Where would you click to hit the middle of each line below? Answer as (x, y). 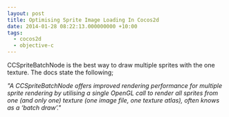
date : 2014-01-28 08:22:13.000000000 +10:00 (72, 26)
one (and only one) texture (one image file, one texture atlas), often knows (113, 100)
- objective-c (34, 45)
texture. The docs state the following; (61, 72)
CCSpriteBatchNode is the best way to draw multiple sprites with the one (111, 65)
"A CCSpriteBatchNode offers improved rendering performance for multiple (115, 86)
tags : (15, 33)
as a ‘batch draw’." (34, 108)
